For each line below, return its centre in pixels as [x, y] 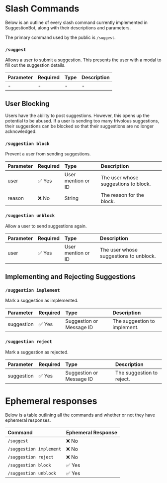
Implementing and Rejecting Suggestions [70, 277]
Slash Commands [42, 9]
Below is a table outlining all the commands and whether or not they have [80, 415]
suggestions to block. [126, 184]
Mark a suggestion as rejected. [37, 352]
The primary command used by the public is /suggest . [60, 37]
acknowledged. [21, 131]
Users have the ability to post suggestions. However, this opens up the [78, 116]
